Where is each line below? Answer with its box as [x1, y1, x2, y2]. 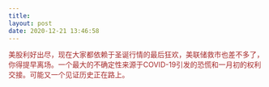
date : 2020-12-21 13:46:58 [8, 27, 100, 35]
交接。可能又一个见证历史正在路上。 [8, 70, 130, 80]
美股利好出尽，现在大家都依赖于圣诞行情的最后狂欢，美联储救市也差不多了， [8, 50, 264, 60]
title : [8, 11, 31, 20]
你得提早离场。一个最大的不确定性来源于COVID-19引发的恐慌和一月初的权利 [8, 60, 262, 69]
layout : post [8, 19, 53, 27]
